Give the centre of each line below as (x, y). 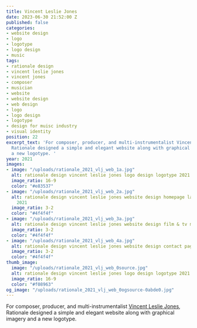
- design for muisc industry (42, 126)
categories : (21, 28)
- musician (19, 88)
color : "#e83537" (33, 186)
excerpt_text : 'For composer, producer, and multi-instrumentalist (90, 142)
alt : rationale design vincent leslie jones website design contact (97, 246)
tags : (13, 60)
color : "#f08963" (33, 284)
